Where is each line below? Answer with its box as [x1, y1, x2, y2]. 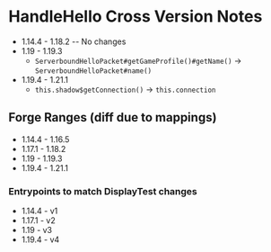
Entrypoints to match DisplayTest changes [8, 184, 198, 197]
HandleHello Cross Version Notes [8, 6, 263, 27]
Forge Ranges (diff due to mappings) [8, 110, 217, 125]
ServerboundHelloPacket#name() [34, 66, 153, 76]
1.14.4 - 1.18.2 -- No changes [21, 36, 127, 47]
